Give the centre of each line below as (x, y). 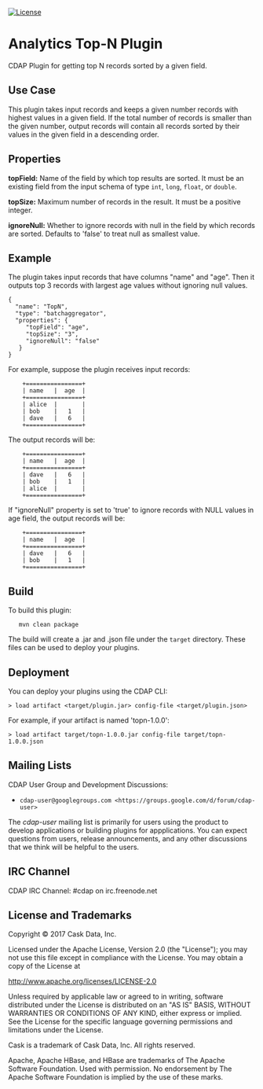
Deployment (39, 672)
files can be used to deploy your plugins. (74, 648)
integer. (20, 210)
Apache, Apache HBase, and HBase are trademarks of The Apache (117, 1061)
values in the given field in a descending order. (84, 134)
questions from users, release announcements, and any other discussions (128, 838)
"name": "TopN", (42, 307)
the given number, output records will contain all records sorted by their (124, 126)
